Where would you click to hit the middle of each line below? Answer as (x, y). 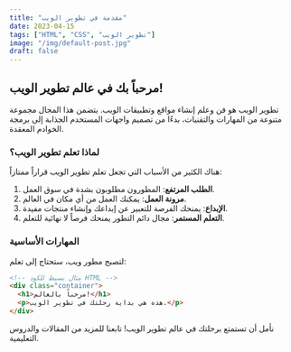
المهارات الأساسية (44, 242)
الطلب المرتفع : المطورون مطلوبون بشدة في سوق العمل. (118, 190)
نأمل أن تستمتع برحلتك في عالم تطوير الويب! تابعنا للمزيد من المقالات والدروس (141, 328)
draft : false (34, 51)
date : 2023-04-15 (42, 26)
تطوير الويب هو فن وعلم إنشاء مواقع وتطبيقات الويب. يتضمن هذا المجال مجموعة (144, 109)
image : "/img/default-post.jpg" (70, 43)
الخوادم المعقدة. (37, 128)
